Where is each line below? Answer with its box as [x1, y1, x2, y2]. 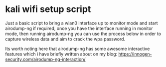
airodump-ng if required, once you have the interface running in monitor [5, 25, 153, 31]
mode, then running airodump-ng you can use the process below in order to [5, 30, 161, 36]
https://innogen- [118, 51, 152, 57]
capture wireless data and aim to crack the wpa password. [5, 36, 126, 42]
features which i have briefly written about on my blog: [5, 51, 118, 57]
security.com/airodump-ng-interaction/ [5, 56, 86, 62]
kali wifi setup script [5, 3, 91, 15]
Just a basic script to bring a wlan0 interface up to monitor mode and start [5, 20, 158, 26]
